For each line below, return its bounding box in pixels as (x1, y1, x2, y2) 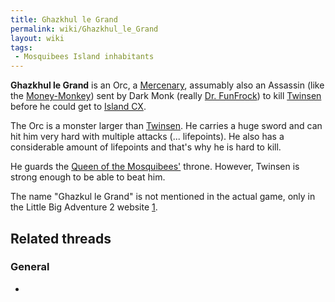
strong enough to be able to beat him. (10, 171, 166, 183)
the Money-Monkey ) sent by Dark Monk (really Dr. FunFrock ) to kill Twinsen (10, 90, 322, 102)
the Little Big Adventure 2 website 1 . (10, 201, 158, 213)
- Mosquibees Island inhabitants (14, 52, 155, 62)
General (10, 260, 50, 274)
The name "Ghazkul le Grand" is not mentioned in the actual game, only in (10, 191, 316, 203)
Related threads (10, 230, 112, 247)
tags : (10, 42, 33, 53)
